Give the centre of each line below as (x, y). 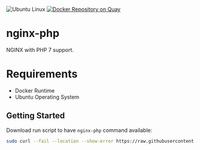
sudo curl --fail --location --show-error (60, 141)
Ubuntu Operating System (47, 97)
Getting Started (36, 116)
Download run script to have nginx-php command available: (79, 130)
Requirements (42, 74)
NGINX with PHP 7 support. (40, 50)
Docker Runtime (35, 90)
